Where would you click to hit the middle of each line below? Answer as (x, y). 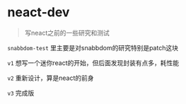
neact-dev (39, 12)
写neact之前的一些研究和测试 (67, 33)
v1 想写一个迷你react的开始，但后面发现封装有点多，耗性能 (93, 63)
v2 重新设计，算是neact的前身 (51, 78)
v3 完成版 (21, 93)
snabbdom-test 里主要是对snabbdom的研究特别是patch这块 (93, 47)
